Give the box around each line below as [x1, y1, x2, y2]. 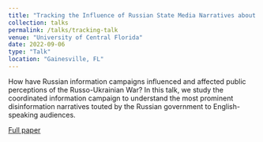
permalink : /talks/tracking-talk [8, 26, 118, 34]
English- [212, 101, 241, 111]
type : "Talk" [8, 48, 51, 56]
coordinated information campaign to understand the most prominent [8, 93, 234, 103]
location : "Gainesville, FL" [8, 56, 104, 64]
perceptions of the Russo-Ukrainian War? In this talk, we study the [8, 85, 224, 94]
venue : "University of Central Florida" [8, 33, 144, 42]
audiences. [39, 110, 77, 119]
